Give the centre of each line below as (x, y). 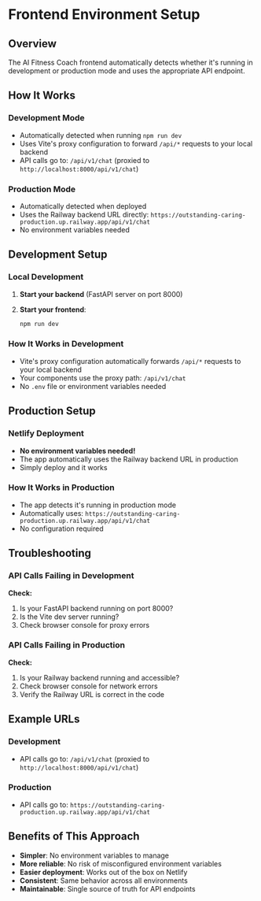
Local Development (46, 277)
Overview (33, 44)
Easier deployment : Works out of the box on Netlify (103, 872)
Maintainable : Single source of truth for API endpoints (107, 888)
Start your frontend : (53, 310)
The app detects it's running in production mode (98, 505)
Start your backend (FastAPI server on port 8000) (101, 294)
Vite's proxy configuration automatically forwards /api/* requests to (130, 361)
